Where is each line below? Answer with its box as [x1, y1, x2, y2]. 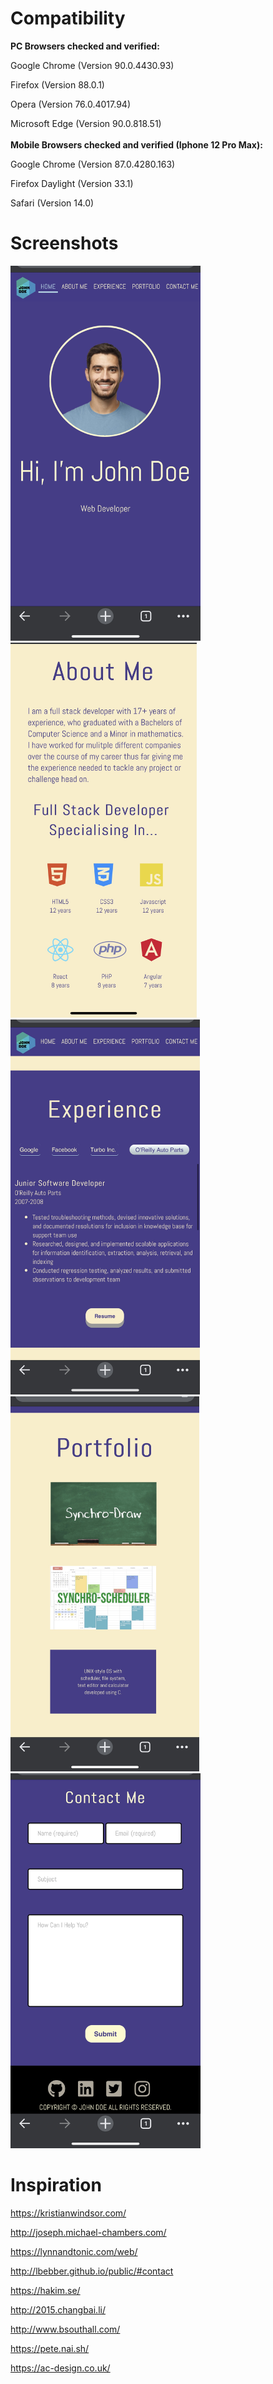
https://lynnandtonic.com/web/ [10, 2245, 138, 2257]
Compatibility [10, 7, 126, 30]
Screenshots [10, 232, 119, 255]
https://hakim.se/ [10, 2284, 81, 2296]
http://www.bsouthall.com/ [10, 2323, 121, 2335]
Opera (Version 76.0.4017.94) [10, 98, 131, 110]
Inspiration [10, 2174, 102, 2197]
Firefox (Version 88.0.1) [10, 78, 105, 91]
